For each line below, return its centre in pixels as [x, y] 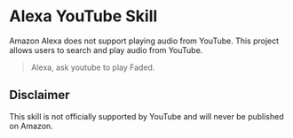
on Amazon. [31, 126]
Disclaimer [40, 95]
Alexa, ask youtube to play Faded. [93, 67]
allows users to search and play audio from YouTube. [106, 50]
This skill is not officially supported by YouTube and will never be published [146, 116]
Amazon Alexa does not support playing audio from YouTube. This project [144, 41]
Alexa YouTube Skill [83, 16]
